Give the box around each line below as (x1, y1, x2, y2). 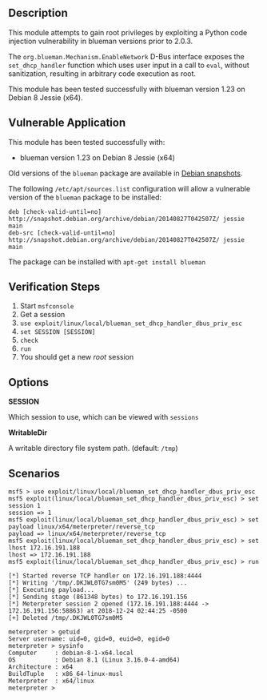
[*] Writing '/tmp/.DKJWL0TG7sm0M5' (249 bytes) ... (8, 579, 188, 587)
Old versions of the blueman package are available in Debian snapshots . (8, 168, 243, 178)
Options (8, 376, 50, 389)
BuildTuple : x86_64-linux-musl (8, 670, 124, 678)
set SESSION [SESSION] (19, 328, 96, 336)
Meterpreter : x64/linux (8, 677, 94, 686)
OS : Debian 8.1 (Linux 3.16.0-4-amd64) (8, 656, 181, 664)
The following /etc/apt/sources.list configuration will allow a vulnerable (8, 183, 251, 193)
